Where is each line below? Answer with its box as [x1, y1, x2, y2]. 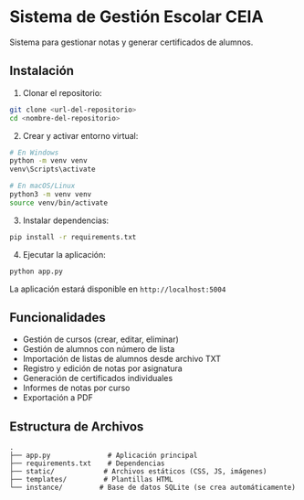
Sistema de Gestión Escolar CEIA [9, 6, 264, 27]
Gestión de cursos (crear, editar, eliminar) [22, 334, 180, 345]
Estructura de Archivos [9, 419, 144, 434]
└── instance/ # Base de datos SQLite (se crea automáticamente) [9, 483, 297, 493]
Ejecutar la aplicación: [22, 249, 107, 260]
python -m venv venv [9, 156, 89, 165]
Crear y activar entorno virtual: [22, 130, 139, 141]
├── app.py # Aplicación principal [9, 451, 198, 461]
